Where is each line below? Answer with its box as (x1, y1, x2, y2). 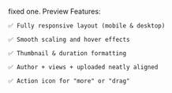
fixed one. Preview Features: (8, 7, 101, 16)
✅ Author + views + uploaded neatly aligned (8, 63, 159, 71)
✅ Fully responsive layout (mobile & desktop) (8, 22, 166, 30)
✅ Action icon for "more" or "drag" (8, 77, 130, 85)
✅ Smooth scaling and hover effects (8, 35, 130, 43)
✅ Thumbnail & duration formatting (8, 50, 127, 58)
